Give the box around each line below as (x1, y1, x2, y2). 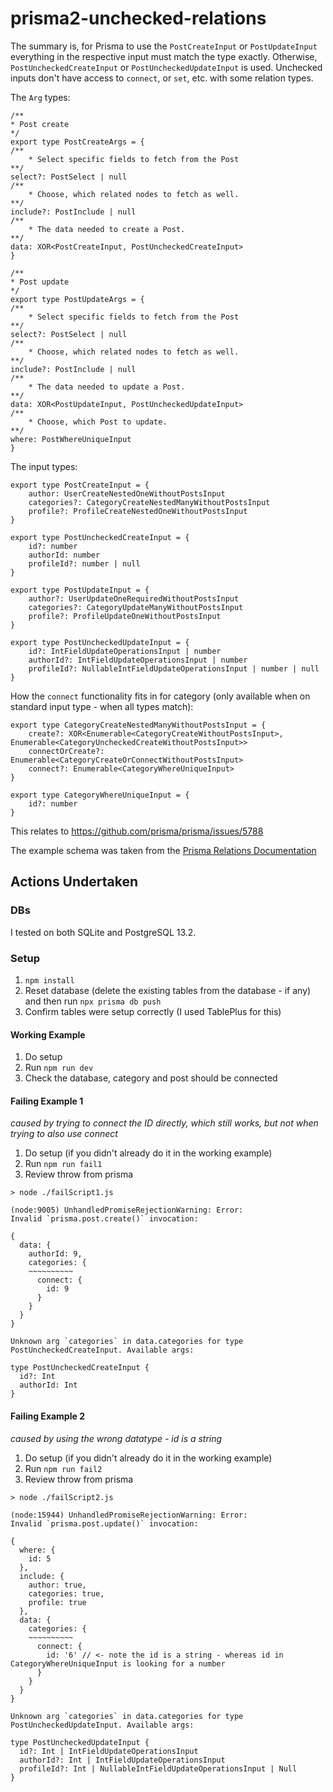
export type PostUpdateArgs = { (10, 294, 145, 304)
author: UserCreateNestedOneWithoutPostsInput (28, 488, 226, 499)
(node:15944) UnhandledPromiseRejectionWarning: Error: (10, 1510, 248, 1520)
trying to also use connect (10, 1128, 118, 1140)
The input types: (10, 460, 78, 472)
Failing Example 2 (10, 1410, 85, 1422)
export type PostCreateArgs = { (10, 137, 145, 147)
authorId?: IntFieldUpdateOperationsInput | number (28, 655, 248, 665)
